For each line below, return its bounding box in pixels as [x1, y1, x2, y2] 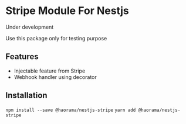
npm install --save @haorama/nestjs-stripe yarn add [5, 107, 136, 113]
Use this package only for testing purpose [5, 35, 107, 42]
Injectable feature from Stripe [13, 67, 86, 74]
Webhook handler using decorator [13, 73, 97, 80]
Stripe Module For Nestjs [5, 4, 130, 18]
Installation [5, 91, 48, 101]
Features [5, 51, 39, 62]
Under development [5, 23, 54, 30]
